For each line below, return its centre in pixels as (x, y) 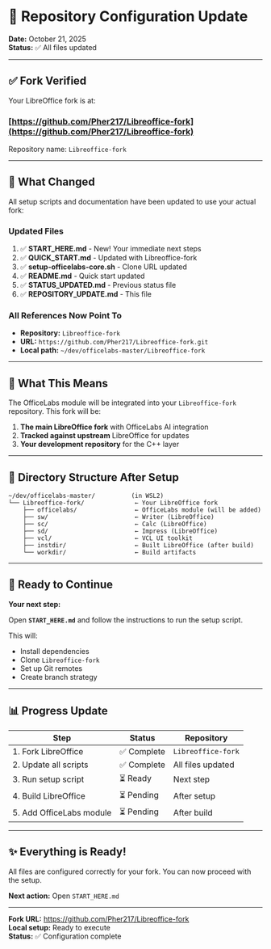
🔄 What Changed (52, 182)
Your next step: (35, 604)
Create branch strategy (59, 677)
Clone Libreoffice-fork (60, 660)
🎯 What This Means (58, 383)
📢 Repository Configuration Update (128, 17)
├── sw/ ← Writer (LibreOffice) (119, 517)
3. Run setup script (48, 779)
